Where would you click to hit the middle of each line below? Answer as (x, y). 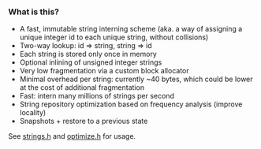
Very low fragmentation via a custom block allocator (104, 71)
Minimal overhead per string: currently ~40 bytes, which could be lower (136, 79)
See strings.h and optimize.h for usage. (72, 136)
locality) (33, 113)
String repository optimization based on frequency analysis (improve (131, 104)
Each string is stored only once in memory (88, 54)
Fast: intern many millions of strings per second (97, 96)
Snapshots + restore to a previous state (84, 121)
